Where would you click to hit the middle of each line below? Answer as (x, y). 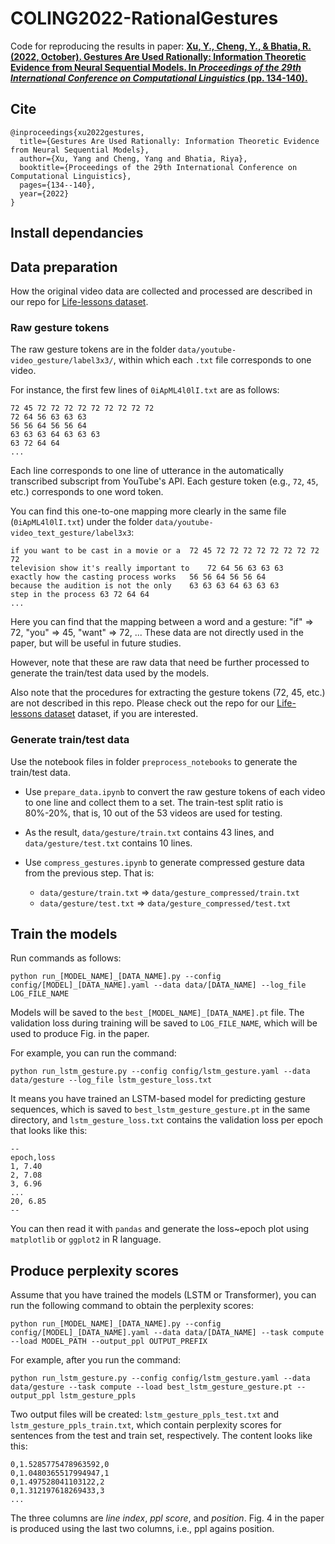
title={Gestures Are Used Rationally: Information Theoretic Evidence (169, 141)
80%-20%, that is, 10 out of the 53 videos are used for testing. (153, 813)
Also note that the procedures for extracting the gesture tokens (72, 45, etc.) (168, 693)
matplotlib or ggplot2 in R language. (86, 1239)
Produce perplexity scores (95, 1270)
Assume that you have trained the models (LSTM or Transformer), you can (163, 1295)
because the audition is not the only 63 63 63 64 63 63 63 (145, 586)
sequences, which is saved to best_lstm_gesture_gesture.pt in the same (160, 1109)
